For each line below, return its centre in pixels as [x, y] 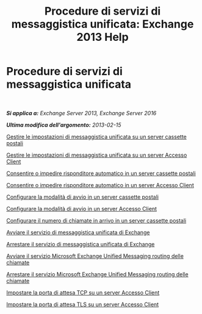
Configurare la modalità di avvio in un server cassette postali [82, 197]
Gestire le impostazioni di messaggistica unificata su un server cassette [97, 137]
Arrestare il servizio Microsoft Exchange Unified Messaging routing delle [97, 274]
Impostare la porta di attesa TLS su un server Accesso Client [83, 304]
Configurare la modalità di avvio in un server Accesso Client [82, 209]
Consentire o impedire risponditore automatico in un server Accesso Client [100, 185]
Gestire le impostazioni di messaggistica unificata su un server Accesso [97, 155]
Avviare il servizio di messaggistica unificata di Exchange [78, 232]
